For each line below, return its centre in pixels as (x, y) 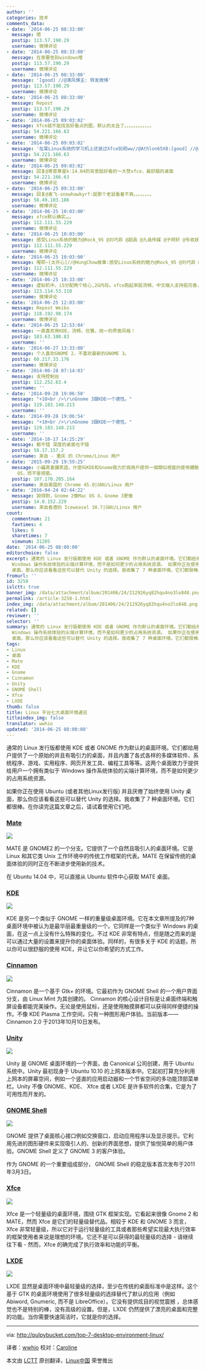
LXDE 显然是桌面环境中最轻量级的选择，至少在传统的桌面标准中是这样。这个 (102, 1286)
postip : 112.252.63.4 (39, 382)
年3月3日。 (20, 1172)
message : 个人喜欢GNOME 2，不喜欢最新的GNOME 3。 (70, 354)
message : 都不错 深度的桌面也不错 (51, 445)
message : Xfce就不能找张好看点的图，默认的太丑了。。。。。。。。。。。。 (83, 126)
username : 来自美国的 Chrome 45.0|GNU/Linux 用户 (73, 484)
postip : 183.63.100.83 (41, 337)
